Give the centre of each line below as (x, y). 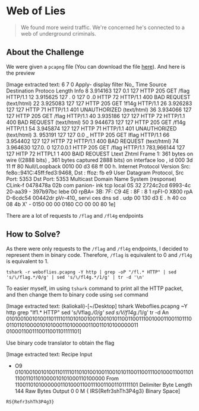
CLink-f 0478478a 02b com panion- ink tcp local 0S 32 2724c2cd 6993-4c (99, 185)
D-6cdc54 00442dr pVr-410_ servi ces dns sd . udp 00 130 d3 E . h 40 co (96, 197)
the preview (21, 73)
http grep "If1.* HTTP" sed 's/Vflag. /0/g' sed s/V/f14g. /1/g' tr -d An (88, 312)
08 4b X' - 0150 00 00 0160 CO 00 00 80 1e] (61, 204)
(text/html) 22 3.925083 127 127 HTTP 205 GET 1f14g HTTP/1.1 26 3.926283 (99, 103)
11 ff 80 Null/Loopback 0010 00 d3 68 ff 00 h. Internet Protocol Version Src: (99, 166)
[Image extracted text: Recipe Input (49, 354)
